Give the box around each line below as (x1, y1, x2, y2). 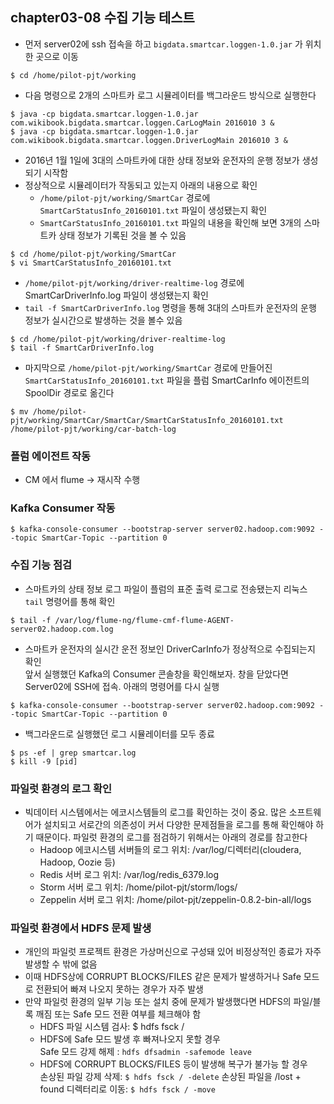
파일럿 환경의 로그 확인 (10, 781, 113, 795)
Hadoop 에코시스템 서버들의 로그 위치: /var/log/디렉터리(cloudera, (39, 844, 302, 855)
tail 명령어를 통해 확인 (24, 595, 116, 607)
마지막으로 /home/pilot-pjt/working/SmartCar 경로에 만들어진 (24, 361, 273, 373)
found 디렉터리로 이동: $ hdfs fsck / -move (39, 1083, 216, 1095)
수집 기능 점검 (10, 558, 73, 572)
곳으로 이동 (35, 50, 79, 62)
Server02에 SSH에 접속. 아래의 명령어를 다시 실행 (24, 680, 220, 692)
